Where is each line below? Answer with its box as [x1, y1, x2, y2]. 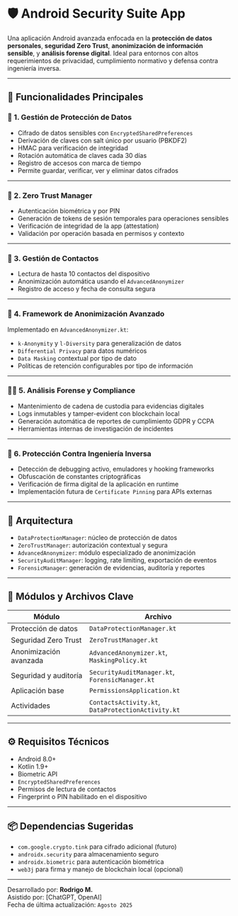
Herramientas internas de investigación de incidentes [17, 424, 174, 433]
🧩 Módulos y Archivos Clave [7, 591, 134, 603]
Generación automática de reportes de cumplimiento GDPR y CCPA [17, 417, 215, 425]
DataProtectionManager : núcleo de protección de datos [17, 533, 178, 542]
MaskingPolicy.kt [89, 656, 148, 665]
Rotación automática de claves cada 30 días [17, 151, 147, 159]
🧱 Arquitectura [7, 514, 74, 526]
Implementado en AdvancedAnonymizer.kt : [7, 325, 129, 334]
